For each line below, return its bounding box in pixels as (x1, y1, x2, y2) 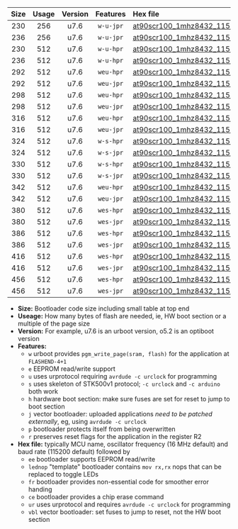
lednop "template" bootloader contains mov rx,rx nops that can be (28, 462, 222, 471)
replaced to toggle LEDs (28, 470, 99, 478)
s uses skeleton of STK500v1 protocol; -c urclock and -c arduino (28, 379, 221, 388)
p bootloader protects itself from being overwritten (28, 425, 176, 433)
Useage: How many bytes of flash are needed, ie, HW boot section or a (17, 312, 227, 320)
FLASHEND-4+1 (28, 358, 67, 365)
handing (28, 485, 52, 494)
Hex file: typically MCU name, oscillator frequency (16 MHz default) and (17, 440, 229, 448)
